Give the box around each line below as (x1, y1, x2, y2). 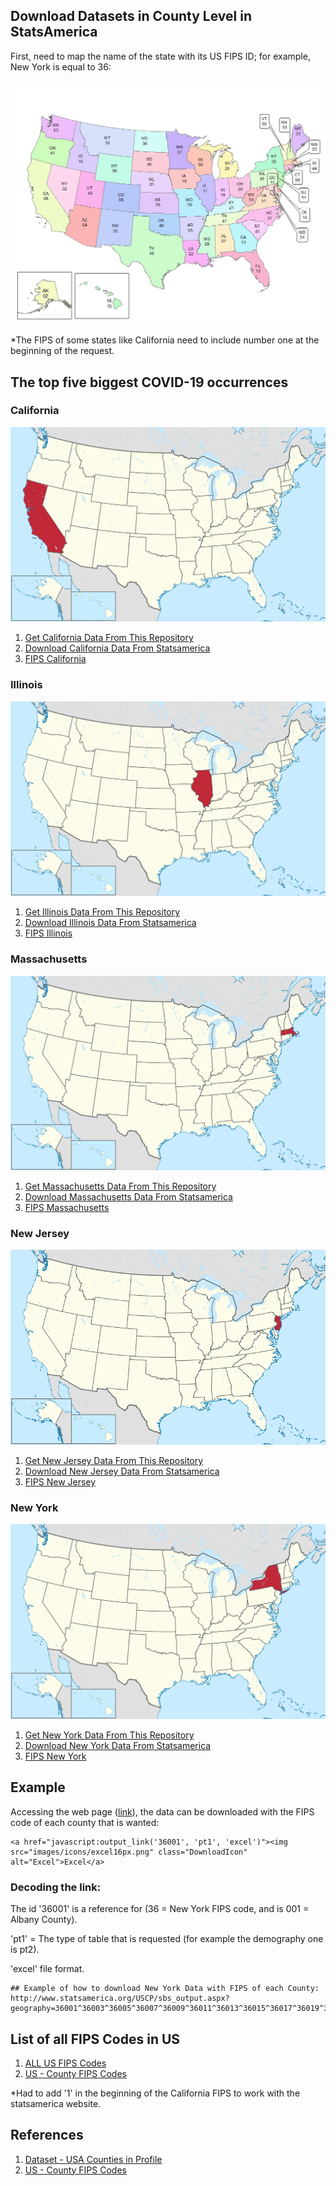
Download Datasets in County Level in (10, 8, 252, 25)
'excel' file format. (10, 1963, 85, 1975)
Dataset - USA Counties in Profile (24, 2153, 163, 2165)
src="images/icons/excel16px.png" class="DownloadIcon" (10, 1847, 248, 1857)
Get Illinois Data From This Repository (24, 906, 181, 918)
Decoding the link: (10, 1880, 102, 1894)
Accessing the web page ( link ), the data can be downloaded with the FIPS (10, 1805, 315, 1818)
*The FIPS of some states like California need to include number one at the (10, 334, 320, 346)
